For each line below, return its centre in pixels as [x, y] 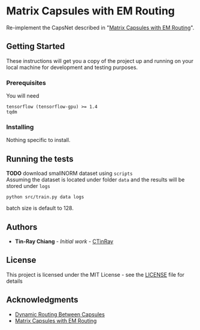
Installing [20, 127]
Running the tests [40, 159]
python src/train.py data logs [45, 197]
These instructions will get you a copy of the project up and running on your [100, 60]
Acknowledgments [43, 300]
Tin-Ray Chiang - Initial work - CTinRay [64, 241]
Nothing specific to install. [38, 140]
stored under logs [28, 186]
